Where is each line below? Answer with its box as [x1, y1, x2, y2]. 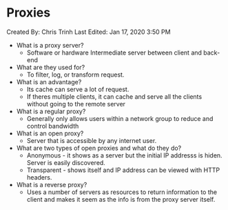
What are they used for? [16, 63, 85, 71]
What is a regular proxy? [16, 107, 86, 115]
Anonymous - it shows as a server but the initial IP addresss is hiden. [26, 151, 222, 160]
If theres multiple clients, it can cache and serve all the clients [26, 92, 203, 101]
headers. [26, 173, 52, 181]
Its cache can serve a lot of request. [26, 85, 129, 93]
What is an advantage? [16, 77, 82, 86]
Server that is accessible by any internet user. [26, 136, 157, 144]
